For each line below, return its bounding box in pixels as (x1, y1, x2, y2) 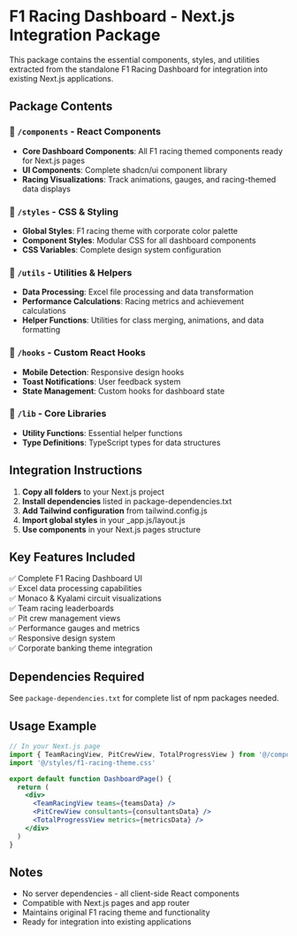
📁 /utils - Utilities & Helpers (9, 266, 133, 278)
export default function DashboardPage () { (9, 774, 172, 784)
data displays (21, 183, 71, 194)
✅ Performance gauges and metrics (9, 623, 141, 634)
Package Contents (9, 99, 113, 114)
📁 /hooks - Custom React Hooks (9, 347, 146, 359)
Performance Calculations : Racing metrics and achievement (21, 296, 245, 307)
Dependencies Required (9, 669, 145, 684)
